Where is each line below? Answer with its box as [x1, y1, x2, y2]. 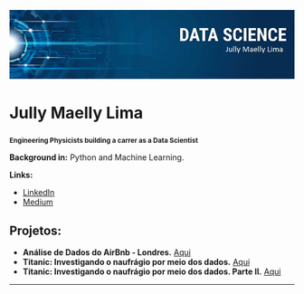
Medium [22, 196, 54, 208]
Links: [9, 169, 33, 181]
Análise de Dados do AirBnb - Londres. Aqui [22, 247, 192, 258]
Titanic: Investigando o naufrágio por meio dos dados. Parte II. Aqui [22, 266, 281, 277]
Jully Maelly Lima [9, 102, 143, 123]
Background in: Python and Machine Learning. [9, 152, 185, 163]
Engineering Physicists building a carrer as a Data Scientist [9, 137, 199, 146]
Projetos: [9, 223, 62, 238]
